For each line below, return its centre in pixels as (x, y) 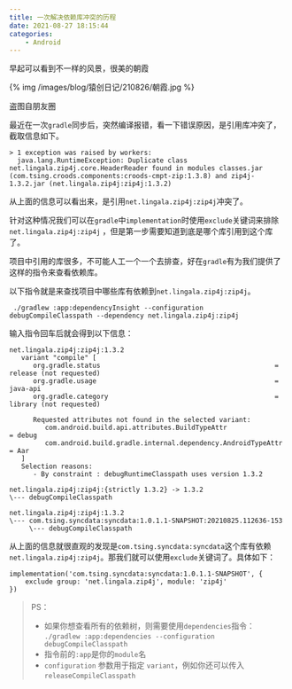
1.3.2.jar (27, 184)
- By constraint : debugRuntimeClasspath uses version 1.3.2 (148, 474)
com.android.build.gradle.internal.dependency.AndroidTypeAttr (164, 443)
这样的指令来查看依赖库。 (56, 272)
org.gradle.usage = (155, 381)
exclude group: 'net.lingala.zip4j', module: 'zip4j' (126, 582)
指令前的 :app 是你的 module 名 (95, 654)
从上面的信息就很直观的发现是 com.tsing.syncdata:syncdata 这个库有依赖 (140, 546)
